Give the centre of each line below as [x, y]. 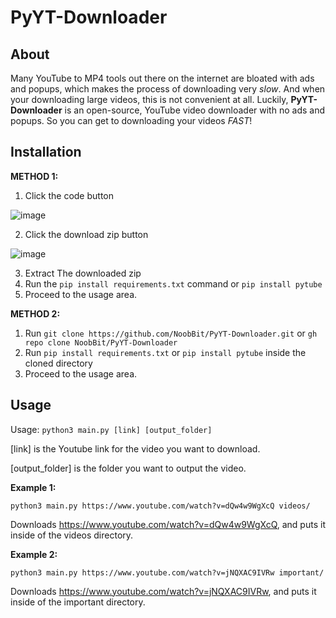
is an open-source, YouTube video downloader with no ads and [194, 110]
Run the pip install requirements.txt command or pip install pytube [173, 283]
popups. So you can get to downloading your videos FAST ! [131, 120]
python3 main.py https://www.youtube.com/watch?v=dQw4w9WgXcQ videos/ [160, 506]
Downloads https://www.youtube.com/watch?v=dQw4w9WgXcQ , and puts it [168, 524]
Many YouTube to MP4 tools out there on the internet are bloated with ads [162, 78]
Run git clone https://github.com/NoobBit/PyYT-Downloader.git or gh [171, 333]
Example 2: [34, 554]
